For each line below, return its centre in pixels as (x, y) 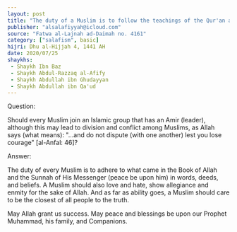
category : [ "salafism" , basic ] (53, 40)
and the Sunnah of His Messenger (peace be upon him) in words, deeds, (113, 178)
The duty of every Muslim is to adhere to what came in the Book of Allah (112, 170)
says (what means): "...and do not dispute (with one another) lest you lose (115, 135)
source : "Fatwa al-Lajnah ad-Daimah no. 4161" (77, 34)
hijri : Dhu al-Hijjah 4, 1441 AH (56, 47)
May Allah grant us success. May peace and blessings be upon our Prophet (117, 214)
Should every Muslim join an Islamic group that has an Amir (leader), (107, 120)
